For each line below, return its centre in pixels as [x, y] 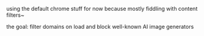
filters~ [15, 15]
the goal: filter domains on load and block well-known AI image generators [100, 27]
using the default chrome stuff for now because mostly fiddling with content [102, 9]
